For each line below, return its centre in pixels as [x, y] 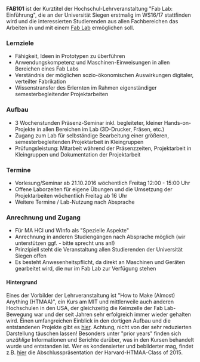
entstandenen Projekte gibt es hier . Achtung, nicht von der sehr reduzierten [99, 327]
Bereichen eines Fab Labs [47, 69]
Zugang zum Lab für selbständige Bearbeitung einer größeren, [92, 135]
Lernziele [20, 43]
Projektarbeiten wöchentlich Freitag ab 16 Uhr [71, 195]
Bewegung [19, 315]
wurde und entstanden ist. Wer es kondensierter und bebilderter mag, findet [100, 346]
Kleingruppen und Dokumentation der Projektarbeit [78, 154]
